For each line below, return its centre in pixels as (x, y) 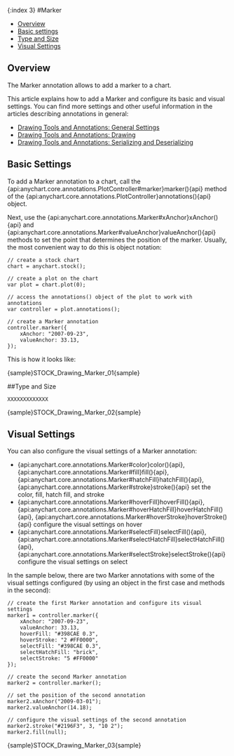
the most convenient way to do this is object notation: (85, 247)
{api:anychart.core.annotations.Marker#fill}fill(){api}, (93, 472)
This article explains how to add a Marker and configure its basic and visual (116, 98)
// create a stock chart (43, 260)
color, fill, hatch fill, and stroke (61, 495)
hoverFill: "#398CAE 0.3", (59, 634)
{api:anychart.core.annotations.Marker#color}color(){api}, (101, 465)
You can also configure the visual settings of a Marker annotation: (102, 451)
